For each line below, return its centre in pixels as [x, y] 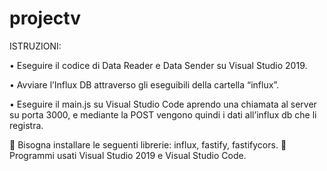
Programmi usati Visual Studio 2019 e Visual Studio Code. [128, 155]
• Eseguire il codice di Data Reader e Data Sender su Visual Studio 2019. [158, 65]
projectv [45, 18]
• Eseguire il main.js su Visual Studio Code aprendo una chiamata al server [163, 104]
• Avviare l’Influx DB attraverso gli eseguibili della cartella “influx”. [144, 84]
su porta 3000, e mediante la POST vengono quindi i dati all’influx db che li [163, 114]
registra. [26, 125]
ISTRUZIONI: [35, 46]
